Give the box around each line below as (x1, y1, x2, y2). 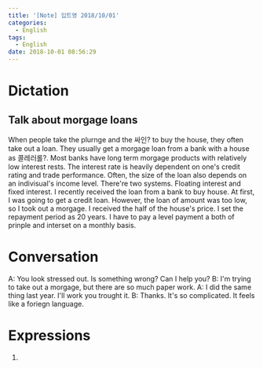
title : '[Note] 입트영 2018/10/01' (8, 11, 120, 20)
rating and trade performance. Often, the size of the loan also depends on (8, 171, 247, 179)
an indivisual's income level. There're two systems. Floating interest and (8, 178, 242, 188)
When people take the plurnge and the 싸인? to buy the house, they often (8, 135, 244, 144)
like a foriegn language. (8, 299, 84, 308)
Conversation (8, 248, 99, 266)
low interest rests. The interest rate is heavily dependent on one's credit (8, 162, 241, 171)
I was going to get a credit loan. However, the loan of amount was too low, (8, 196, 247, 204)
